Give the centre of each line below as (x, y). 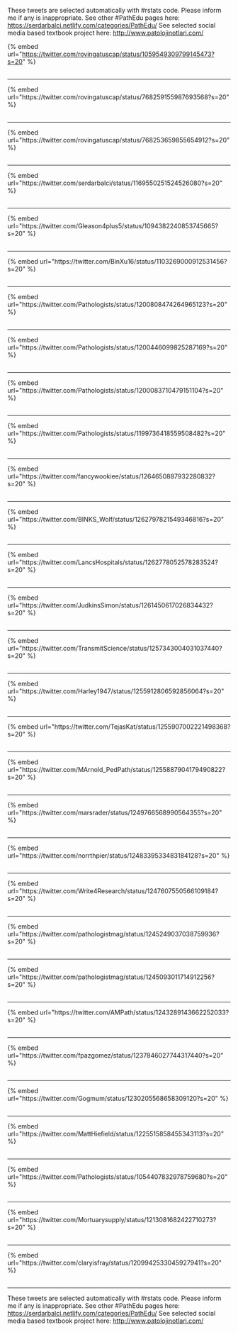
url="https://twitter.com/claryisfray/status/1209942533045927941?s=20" (114, 1263)
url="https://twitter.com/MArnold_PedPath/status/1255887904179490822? (117, 769)
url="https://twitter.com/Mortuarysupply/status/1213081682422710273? (112, 1220)
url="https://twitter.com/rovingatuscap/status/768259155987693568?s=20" (118, 97)
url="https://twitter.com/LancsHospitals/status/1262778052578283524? (113, 562)
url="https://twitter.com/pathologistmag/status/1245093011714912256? (111, 977)
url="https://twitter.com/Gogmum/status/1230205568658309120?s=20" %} (118, 1098)
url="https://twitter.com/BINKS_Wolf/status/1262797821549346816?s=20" (116, 519)
